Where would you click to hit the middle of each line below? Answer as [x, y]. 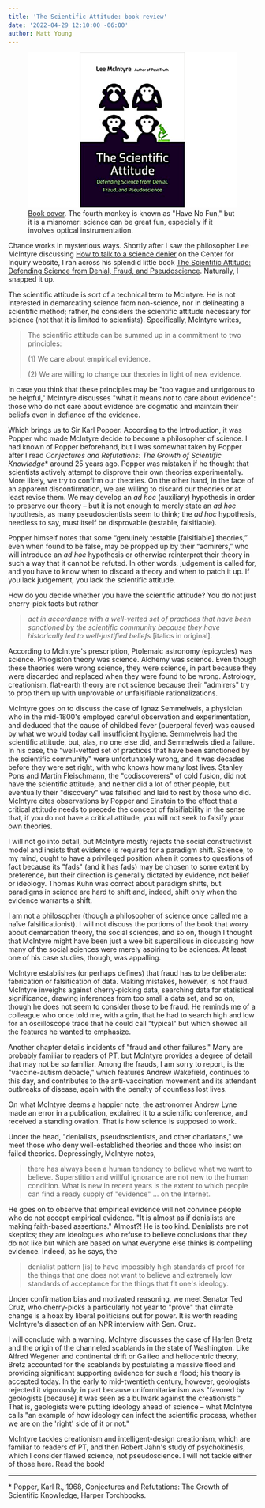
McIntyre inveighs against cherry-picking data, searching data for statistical [131, 990]
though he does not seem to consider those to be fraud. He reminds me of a [132, 1007]
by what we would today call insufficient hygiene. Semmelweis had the [123, 734]
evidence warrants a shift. [50, 900]
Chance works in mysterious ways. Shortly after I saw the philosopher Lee [129, 246]
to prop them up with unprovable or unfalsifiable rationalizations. [113, 693]
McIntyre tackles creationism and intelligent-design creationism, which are [129, 1439]
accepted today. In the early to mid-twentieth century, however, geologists [129, 1381]
